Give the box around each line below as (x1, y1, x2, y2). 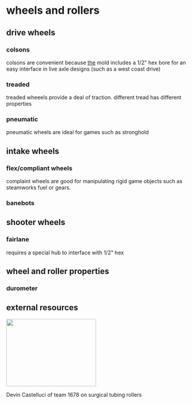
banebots (6, 199, 35, 207)
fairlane (6, 235, 29, 244)
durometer (6, 284, 38, 293)
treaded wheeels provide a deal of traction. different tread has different (6, 94, 182, 101)
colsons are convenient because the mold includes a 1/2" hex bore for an (6, 59, 187, 66)
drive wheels (6, 28, 56, 38)
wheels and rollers (6, 4, 100, 17)
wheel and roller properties (6, 266, 109, 277)
